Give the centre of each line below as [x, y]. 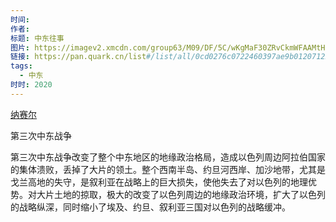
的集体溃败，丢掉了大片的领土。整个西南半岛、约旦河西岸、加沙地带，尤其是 [168, 169]
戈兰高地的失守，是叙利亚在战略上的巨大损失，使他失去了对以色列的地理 [159, 182]
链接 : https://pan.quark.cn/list [78, 57]
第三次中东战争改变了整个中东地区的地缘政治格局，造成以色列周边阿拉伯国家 [168, 157]
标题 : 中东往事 [37, 38]
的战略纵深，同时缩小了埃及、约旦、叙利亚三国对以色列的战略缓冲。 [150, 207]
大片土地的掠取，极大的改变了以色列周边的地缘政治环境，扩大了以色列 [181, 194]
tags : [21, 66]
